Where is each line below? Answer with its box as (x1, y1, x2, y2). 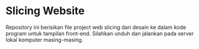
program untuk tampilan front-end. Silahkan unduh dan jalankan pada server (5, 30, 194, 37)
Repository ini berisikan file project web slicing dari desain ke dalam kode (5, 24, 186, 31)
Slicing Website (5, 4, 85, 18)
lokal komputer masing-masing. (5, 36, 84, 43)
